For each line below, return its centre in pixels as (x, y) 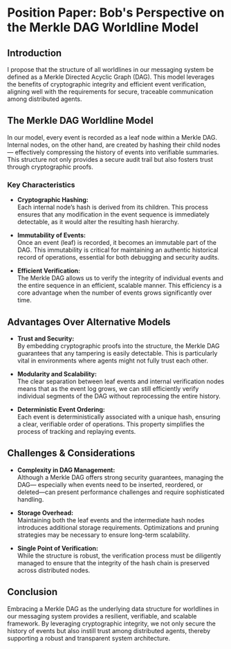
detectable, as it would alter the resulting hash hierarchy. (98, 222)
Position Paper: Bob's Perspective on (116, 13)
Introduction (35, 53)
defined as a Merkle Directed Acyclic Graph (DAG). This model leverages (111, 77)
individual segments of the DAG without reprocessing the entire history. (119, 396)
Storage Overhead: (45, 513)
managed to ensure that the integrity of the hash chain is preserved (113, 563)
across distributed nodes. (54, 570)
